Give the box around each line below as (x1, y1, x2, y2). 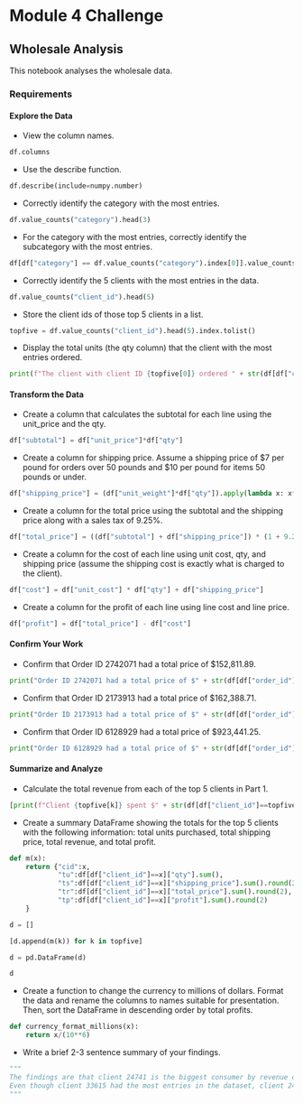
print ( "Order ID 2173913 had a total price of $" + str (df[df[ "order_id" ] (9, 709, 297, 718)
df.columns (9, 148, 50, 157)
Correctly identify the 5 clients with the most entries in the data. (22, 274, 260, 285)
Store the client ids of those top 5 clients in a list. (22, 309, 204, 320)
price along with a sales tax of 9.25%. (22, 515, 163, 526)
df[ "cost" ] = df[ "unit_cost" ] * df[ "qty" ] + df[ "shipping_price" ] (9, 586, 264, 595)
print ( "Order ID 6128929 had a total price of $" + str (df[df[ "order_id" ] (9, 744, 297, 753)
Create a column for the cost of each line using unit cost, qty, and (22, 549, 266, 560)
